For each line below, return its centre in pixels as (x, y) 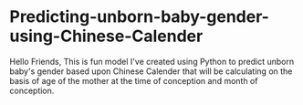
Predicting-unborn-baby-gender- (139, 17)
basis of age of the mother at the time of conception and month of (134, 80)
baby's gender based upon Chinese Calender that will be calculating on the (151, 71)
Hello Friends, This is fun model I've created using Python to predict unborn (152, 61)
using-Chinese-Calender (106, 36)
